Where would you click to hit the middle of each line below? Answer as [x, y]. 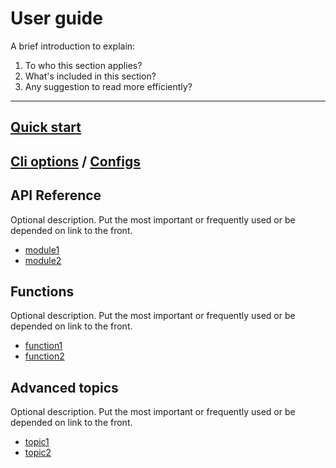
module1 [42, 249]
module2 [43, 260]
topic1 [37, 442]
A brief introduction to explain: [73, 46]
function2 [44, 356]
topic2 [38, 453]
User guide [56, 18]
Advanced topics [64, 387]
